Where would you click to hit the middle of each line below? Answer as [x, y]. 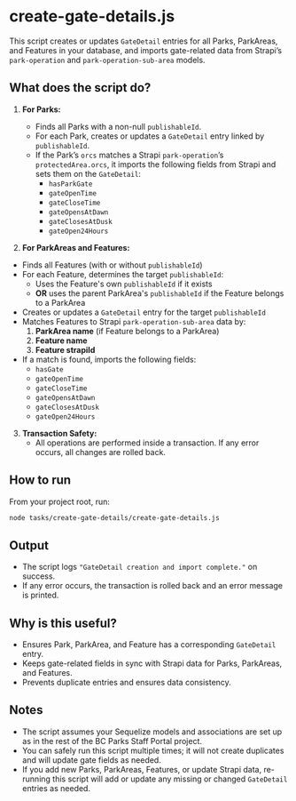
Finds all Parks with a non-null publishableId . [118, 126]
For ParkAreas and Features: [76, 247]
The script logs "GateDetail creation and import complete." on [140, 567]
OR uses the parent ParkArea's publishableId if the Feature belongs [160, 293]
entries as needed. [56, 788]
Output [29, 545]
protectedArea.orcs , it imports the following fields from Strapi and [156, 164]
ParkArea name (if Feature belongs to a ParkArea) [127, 331]
